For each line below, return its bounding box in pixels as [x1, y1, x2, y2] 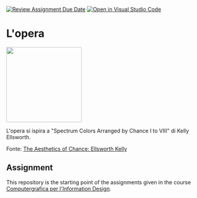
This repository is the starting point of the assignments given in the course [6, 178, 191, 186]
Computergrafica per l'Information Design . [6, 185, 111, 192]
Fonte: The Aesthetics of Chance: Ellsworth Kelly [6, 145, 128, 152]
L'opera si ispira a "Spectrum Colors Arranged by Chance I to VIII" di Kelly [6, 127, 189, 134]
